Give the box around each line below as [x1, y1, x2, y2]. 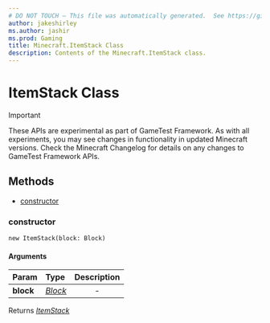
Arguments [8, 251, 47, 261]
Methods [8, 174, 55, 189]
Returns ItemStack [8, 306, 70, 316]
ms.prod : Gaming [8, 34, 63, 43]
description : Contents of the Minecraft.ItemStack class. [8, 49, 207, 57]
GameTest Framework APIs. [8, 151, 100, 161]
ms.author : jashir [8, 27, 70, 35]
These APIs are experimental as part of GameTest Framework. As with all [8, 125, 250, 135]
